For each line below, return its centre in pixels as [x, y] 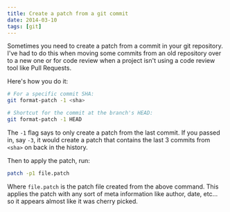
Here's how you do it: [38, 81]
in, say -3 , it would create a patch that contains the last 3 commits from [109, 139]
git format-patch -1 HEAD [44, 119]
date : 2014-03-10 [32, 20]
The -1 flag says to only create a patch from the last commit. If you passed [114, 133]
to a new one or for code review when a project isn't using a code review [111, 61]
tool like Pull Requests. [39, 68]
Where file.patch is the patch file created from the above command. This [113, 186]
